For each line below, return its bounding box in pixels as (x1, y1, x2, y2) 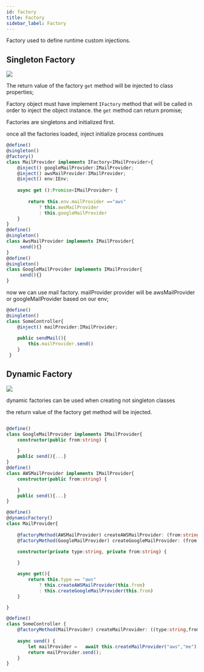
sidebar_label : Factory (6, 20, 67, 26)
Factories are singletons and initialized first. (6, 119, 115, 126)
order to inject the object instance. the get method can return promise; (6, 107, 183, 114)
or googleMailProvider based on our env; (6, 296, 109, 303)
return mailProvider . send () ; (28, 649, 102, 656)
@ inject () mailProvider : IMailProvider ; (17, 324, 118, 330)
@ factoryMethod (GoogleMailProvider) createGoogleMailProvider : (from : (17, 538, 200, 544)
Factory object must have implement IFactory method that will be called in (6, 100, 193, 108)
